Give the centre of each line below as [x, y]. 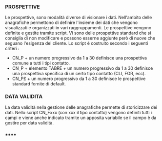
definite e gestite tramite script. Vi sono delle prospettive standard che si [78, 33]
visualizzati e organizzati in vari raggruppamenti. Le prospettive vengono [78, 28]
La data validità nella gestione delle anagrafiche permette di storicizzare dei [81, 107]
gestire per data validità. [30, 122]
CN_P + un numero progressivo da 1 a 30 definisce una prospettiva [80, 58]
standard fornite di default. [39, 84]
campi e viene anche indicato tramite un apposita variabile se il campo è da [81, 118]
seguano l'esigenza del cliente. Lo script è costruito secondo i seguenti [77, 43]
